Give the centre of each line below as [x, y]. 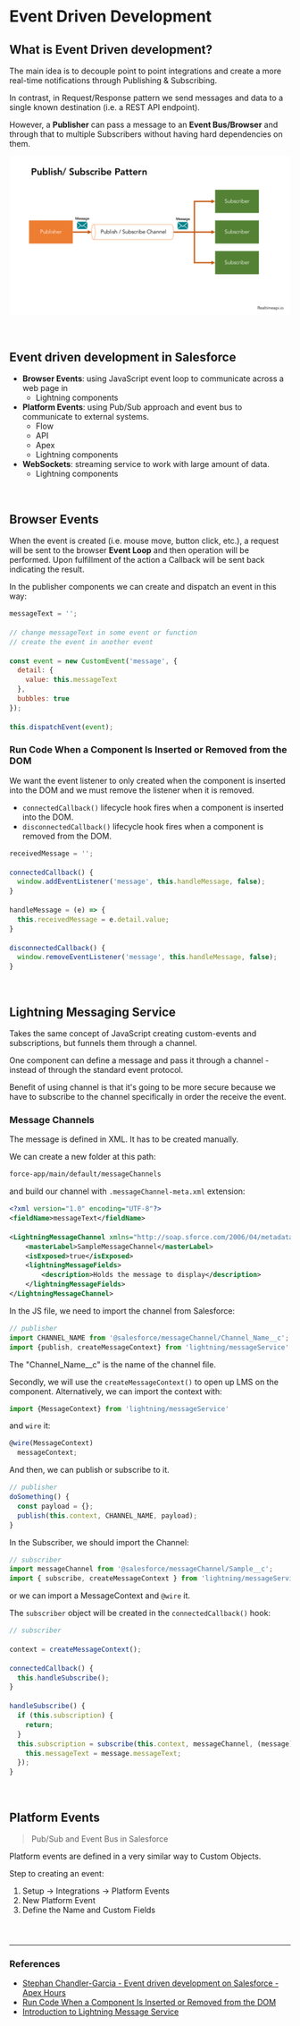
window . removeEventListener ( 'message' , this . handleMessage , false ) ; [147, 958]
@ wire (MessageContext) [51, 1443]
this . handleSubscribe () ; [63, 1678]
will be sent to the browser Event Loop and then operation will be [129, 550]
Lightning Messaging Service [93, 1012]
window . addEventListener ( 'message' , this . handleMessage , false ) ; [142, 882]
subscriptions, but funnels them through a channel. [103, 1043]
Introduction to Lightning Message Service [100, 2012]
